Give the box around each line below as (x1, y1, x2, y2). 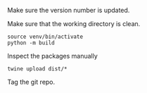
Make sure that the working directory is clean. (7, 20, 141, 27)
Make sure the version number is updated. (7, 6, 130, 14)
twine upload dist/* (7, 66, 68, 73)
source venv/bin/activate (7, 33, 83, 40)
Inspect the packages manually (7, 52, 98, 60)
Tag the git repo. (7, 77, 56, 86)
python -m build (7, 39, 55, 46)
